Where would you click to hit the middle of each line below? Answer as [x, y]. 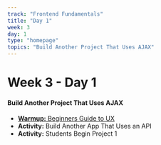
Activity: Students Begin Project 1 [67, 134]
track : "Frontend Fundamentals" [55, 14]
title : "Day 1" [30, 21]
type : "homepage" [33, 41]
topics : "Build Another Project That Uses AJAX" [81, 47]
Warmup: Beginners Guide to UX [66, 119]
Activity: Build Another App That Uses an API [84, 126]
